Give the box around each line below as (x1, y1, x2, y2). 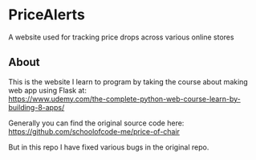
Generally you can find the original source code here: (8, 118, 185, 128)
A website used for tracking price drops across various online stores (8, 32, 234, 42)
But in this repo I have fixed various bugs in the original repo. (8, 142, 209, 152)
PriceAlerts (8, 6, 86, 24)
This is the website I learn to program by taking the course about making (8, 76, 249, 86)
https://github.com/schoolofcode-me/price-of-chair (8, 126, 181, 136)
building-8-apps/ (8, 102, 65, 112)
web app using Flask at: (8, 85, 87, 95)
